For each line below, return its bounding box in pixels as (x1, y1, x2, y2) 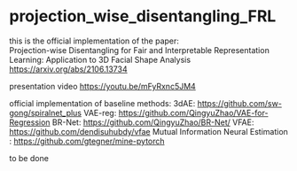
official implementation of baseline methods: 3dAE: (9, 97, 196, 108)
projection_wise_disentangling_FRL (9, 6, 277, 27)
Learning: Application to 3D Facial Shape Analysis (9, 54, 191, 65)
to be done (9, 152, 49, 163)
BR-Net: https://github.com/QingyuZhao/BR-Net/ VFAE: (51, 117, 254, 128)
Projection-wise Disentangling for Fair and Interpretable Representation (9, 44, 270, 55)
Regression (9, 117, 51, 128)
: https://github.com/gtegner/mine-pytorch (9, 136, 166, 146)
